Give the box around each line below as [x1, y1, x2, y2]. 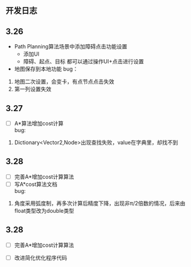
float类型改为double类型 [14, 207, 74, 214]
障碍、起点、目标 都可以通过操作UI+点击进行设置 [23, 58, 144, 65]
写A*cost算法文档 [14, 180, 57, 188]
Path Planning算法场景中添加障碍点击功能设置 [14, 43, 128, 50]
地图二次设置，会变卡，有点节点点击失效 [14, 78, 114, 85]
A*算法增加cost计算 [14, 120, 64, 127]
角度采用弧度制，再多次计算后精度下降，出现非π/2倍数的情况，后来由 [14, 200, 186, 207]
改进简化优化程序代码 [14, 254, 67, 261]
